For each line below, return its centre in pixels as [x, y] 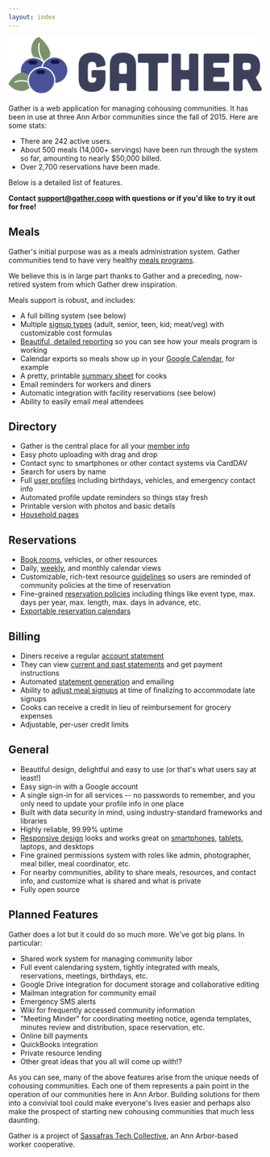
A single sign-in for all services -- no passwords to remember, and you [137, 794]
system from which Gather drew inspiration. [104, 284]
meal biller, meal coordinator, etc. [75, 863]
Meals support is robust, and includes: [72, 300]
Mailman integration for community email [88, 992]
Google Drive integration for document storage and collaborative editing [139, 984]
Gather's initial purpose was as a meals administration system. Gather [124, 251]
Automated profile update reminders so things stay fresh [114, 497]
